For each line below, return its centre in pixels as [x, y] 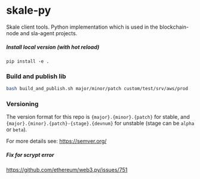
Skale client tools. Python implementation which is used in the [82, 27]
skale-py [29, 10]
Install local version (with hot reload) [53, 47]
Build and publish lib [36, 76]
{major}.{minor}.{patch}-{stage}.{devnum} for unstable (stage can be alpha [100, 124]
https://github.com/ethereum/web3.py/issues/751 [67, 170]
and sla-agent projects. [49, 33]
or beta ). [17, 129]
